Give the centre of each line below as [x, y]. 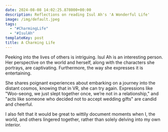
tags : [11, 24]
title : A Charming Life [30, 43]
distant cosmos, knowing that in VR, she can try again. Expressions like [79, 88]
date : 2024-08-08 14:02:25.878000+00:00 [48, 10]
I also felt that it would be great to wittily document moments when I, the [80, 114]
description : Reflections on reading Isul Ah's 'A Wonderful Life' [78, 15]
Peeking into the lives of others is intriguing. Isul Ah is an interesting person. [84, 57]
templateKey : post [24, 38]
